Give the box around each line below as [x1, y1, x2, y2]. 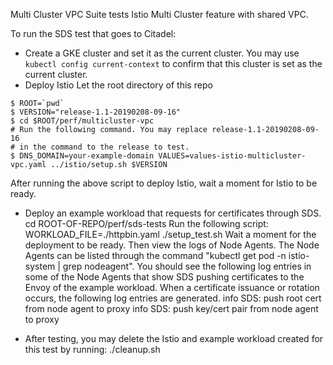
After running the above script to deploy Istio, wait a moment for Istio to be [10, 177, 318, 189]
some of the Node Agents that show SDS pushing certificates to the [24, 271, 305, 283]
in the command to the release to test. [19, 142, 190, 152]
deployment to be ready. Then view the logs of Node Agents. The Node [24, 239, 320, 251]
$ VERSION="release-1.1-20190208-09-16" [10, 107, 182, 117]
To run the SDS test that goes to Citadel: [10, 28, 177, 39]
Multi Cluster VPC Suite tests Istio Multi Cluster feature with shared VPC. [10, 9, 309, 20]
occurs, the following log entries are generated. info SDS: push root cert [24, 292, 322, 304]
